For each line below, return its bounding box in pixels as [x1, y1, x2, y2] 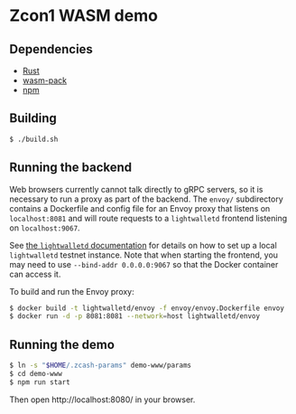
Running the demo [9, 336, 116, 353]
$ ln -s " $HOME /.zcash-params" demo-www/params [9, 361, 192, 371]
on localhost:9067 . [9, 222, 80, 233]
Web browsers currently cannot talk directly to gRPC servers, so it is [9, 183, 264, 194]
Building [9, 110, 57, 127]
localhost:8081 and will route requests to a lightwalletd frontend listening [9, 212, 288, 223]
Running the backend [9, 160, 133, 175]
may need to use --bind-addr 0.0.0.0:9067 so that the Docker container [9, 259, 279, 269]
